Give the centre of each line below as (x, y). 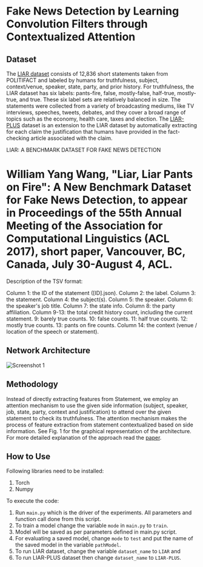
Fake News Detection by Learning (93, 11)
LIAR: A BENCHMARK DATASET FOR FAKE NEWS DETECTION (84, 150)
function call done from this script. (58, 519)
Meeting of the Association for (85, 226)
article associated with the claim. (72, 138)
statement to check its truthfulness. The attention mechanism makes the (96, 418)
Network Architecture (48, 350)
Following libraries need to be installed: (55, 471)
